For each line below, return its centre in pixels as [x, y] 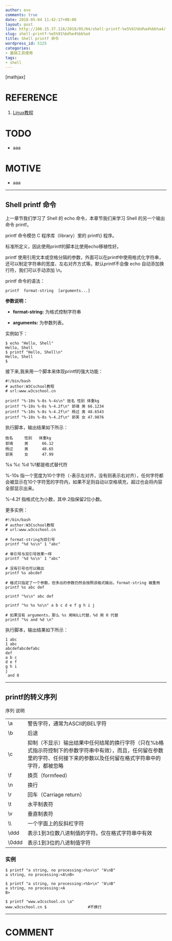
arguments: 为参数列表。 [39, 322]
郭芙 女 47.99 [29, 454]
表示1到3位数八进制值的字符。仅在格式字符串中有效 [90, 833]
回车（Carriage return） [56, 795]
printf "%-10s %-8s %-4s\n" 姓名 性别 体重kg [52, 401]
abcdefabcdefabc [23, 648]
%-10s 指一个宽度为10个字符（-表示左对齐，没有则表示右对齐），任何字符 [82, 475]
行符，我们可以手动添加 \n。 [35, 270]
